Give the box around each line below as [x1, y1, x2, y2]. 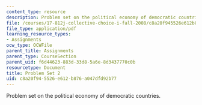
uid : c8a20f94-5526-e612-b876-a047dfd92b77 [6, 76, 117, 82]
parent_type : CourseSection [6, 53, 77, 59]
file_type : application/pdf [6, 25, 77, 32]
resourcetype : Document [6, 64, 66, 71]
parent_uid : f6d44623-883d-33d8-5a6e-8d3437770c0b [6, 59, 136, 65]
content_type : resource [6, 8, 66, 15]
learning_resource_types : [6, 31, 71, 37]
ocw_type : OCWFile [6, 43, 52, 49]
